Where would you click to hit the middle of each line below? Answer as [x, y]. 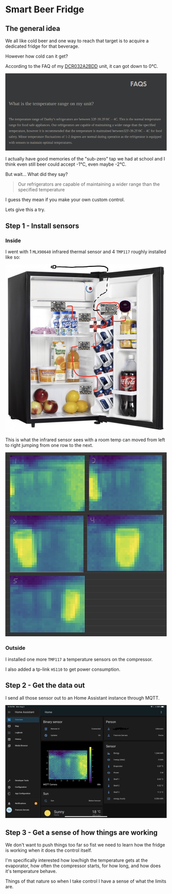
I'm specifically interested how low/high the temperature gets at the [77, 861]
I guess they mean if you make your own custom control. [65, 200]
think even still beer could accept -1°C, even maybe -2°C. [66, 164]
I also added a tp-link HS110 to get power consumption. [63, 669]
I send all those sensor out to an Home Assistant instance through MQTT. [82, 698]
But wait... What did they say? [37, 174]
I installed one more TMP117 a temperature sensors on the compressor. [79, 659]
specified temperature [41, 190]
